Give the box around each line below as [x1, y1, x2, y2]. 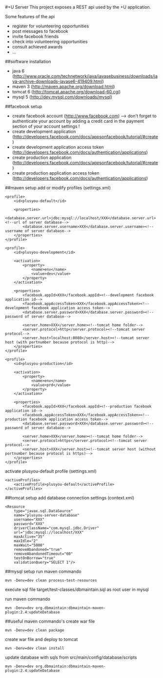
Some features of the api [5, 14, 55, 19]
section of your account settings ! [12, 123, 80, 129]
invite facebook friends [12, 34, 59, 39]
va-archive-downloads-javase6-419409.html [12, 78, 102, 84]
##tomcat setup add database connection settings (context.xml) [5, 495, 135, 500]
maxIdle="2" [14, 539, 38, 543]
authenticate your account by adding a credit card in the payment [12, 118, 144, 124]
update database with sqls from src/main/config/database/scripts [5, 655, 137, 660]
